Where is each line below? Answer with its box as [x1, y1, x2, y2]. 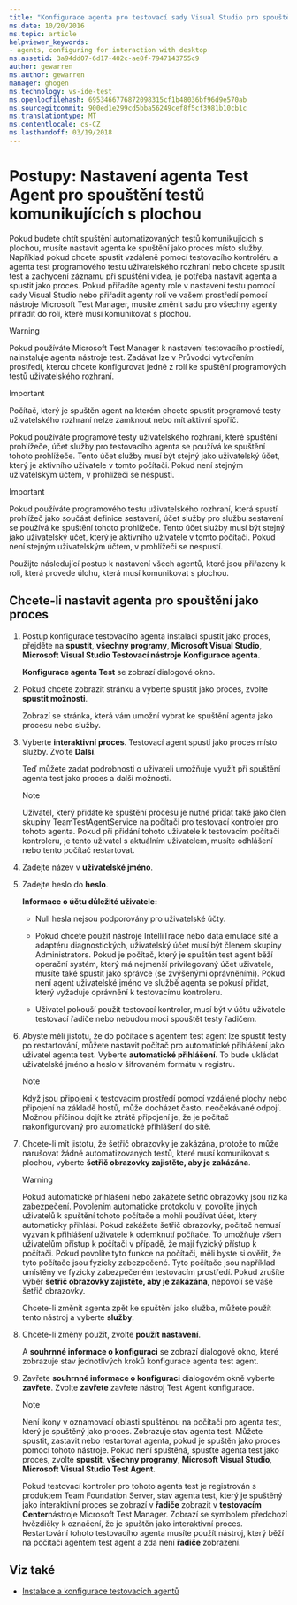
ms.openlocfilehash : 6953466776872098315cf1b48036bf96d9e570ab [9, 95, 247, 104]
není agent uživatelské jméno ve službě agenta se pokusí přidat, [34, 977, 270, 987]
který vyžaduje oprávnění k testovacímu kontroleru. [34, 987, 223, 997]
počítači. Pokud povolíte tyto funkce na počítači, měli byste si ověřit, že [21, 1248, 281, 1258]
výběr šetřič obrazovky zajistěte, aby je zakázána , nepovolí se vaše [21, 1276, 274, 1286]
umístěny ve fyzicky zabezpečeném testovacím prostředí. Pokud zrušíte [21, 1266, 285, 1277]
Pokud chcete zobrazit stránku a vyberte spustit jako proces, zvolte [21, 683, 268, 695]
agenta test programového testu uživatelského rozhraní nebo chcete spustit [9, 261, 286, 272]
